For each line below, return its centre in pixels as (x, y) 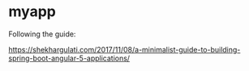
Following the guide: (42, 34)
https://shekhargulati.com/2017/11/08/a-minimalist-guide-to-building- (124, 49)
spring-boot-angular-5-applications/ (69, 58)
